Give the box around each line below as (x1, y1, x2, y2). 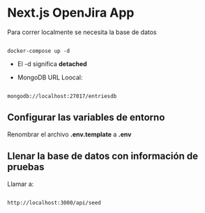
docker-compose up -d (7, 47, 70, 54)
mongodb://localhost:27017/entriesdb (7, 93, 117, 100)
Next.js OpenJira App (7, 5, 135, 21)
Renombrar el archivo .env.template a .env (7, 130, 132, 139)
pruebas (7, 161, 45, 173)
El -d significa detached (17, 59, 87, 68)
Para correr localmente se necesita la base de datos (7, 28, 157, 36)
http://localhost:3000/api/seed (7, 199, 101, 206)
